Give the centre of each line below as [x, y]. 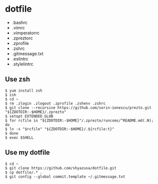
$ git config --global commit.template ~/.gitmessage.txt [65, 177]
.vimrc [19, 27]
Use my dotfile [28, 153]
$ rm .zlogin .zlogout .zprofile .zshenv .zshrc [55, 103]
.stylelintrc [23, 64]
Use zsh [18, 79]
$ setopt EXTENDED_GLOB [29, 116]
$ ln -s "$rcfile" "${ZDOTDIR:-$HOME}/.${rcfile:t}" [60, 129]
